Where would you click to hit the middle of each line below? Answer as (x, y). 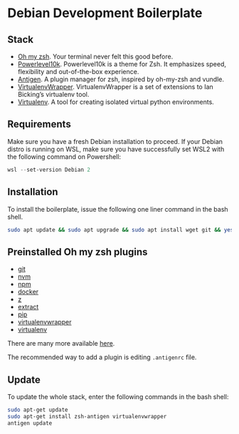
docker (28, 292)
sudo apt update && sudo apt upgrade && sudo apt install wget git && (114, 229)
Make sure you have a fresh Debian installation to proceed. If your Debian (115, 141)
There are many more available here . (61, 343)
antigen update (30, 423)
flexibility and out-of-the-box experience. (78, 72)
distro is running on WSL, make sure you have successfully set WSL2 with (116, 149)
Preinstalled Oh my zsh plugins (78, 252)
